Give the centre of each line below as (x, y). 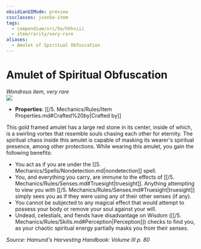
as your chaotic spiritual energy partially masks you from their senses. (102, 228)
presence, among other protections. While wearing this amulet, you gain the (100, 146)
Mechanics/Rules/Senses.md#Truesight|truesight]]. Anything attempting (105, 183)
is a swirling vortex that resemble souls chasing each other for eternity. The (100, 133)
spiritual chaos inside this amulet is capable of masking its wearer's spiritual (100, 140)
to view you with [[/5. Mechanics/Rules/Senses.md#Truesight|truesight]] (105, 190)
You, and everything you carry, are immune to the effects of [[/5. (94, 177)
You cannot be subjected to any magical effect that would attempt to (100, 202)
